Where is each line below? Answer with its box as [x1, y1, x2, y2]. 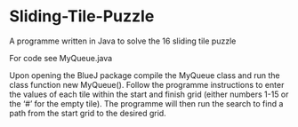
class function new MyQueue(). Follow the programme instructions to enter [9, 79, 285, 90]
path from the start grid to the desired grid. [9, 107, 166, 118]
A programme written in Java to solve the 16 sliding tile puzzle [9, 36, 237, 46]
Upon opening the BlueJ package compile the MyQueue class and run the [9, 69, 280, 81]
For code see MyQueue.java [9, 52, 113, 63]
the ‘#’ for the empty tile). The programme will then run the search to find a [9, 98, 284, 108]
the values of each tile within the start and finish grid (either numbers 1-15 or [9, 89, 289, 99]
